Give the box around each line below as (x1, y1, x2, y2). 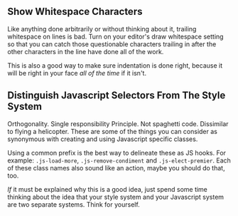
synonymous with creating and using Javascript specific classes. (7, 135, 198, 143)
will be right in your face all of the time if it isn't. (7, 68, 147, 77)
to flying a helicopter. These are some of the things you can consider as (7, 127, 218, 135)
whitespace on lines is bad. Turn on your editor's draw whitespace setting (7, 32, 224, 41)
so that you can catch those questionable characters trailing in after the (7, 39, 217, 48)
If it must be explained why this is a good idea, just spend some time (7, 185, 208, 193)
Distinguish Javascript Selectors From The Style (7, 89, 226, 102)
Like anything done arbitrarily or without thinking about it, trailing (7, 24, 197, 33)
